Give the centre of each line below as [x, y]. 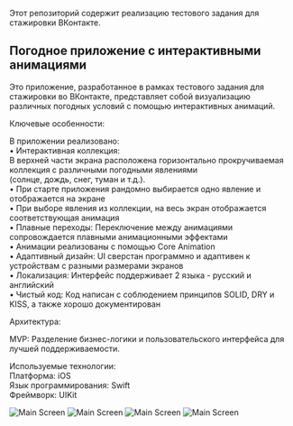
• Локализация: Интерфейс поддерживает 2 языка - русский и [130, 275]
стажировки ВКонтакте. [55, 23]
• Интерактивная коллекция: [64, 150]
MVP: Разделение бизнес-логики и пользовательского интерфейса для [147, 338]
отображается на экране [57, 199]
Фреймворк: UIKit [43, 394]
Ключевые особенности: [57, 123]
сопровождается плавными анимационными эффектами [119, 236]
